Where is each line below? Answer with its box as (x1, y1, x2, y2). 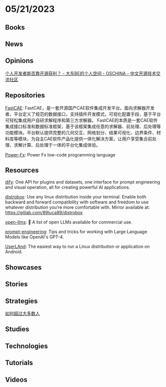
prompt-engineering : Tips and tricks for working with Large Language (5, 229, 147, 235)
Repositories (5, 91, 45, 100)
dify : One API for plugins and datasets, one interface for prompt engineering (5, 179, 161, 185)
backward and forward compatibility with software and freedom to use (5, 199, 149, 205)
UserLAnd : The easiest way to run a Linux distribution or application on (5, 243, 150, 250)
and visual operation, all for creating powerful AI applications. (5, 184, 130, 191)
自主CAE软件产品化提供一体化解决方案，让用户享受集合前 (35, 136, 153, 142)
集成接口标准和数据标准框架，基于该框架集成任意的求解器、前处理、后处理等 (5, 123, 161, 129)
